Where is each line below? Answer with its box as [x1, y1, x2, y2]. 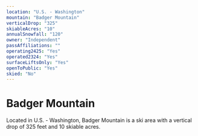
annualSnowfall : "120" [6, 31, 63, 37]
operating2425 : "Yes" [6, 48, 61, 54]
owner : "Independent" [6, 37, 61, 43]
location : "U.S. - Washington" [6, 8, 85, 15]
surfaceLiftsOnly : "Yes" [6, 59, 69, 65]
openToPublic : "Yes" [6, 65, 59, 71]
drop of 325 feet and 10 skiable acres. [6, 123, 101, 131]
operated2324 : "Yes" [6, 54, 59, 60]
